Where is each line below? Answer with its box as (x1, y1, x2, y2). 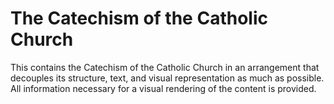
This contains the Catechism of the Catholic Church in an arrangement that (10, 61, 320, 73)
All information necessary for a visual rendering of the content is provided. (10, 82, 317, 94)
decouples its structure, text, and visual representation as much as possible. (10, 72, 325, 84)
